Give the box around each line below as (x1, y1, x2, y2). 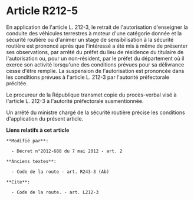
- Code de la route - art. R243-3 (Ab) (11, 169, 110, 175)
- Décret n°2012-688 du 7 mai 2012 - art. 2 (11, 148, 123, 154)
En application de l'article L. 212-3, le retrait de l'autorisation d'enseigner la (6, 24, 188, 31)
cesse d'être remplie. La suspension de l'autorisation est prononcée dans (6, 67, 185, 74)
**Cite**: (6, 179, 31, 185)
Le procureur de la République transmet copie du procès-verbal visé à (6, 91, 177, 98)
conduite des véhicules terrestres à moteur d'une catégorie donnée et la (6, 29, 182, 36)
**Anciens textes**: (6, 158, 57, 164)
